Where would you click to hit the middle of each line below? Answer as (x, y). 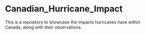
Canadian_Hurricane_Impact (64, 9)
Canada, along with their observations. (43, 27)
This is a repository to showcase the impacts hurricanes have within (73, 22)
